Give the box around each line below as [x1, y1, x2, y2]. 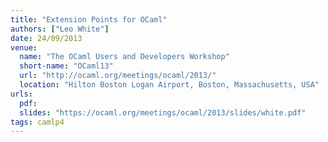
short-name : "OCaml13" [19, 61, 114, 71]
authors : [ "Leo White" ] [10, 24, 110, 34]
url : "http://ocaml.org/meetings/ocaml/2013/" [19, 71, 217, 81]
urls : [10, 89, 33, 99]
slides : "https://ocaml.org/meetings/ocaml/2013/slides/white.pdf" [19, 107, 307, 118]
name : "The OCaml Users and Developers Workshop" [19, 52, 230, 62]
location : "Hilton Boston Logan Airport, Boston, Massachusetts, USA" [19, 80, 320, 90]
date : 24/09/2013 [10, 33, 83, 43]
